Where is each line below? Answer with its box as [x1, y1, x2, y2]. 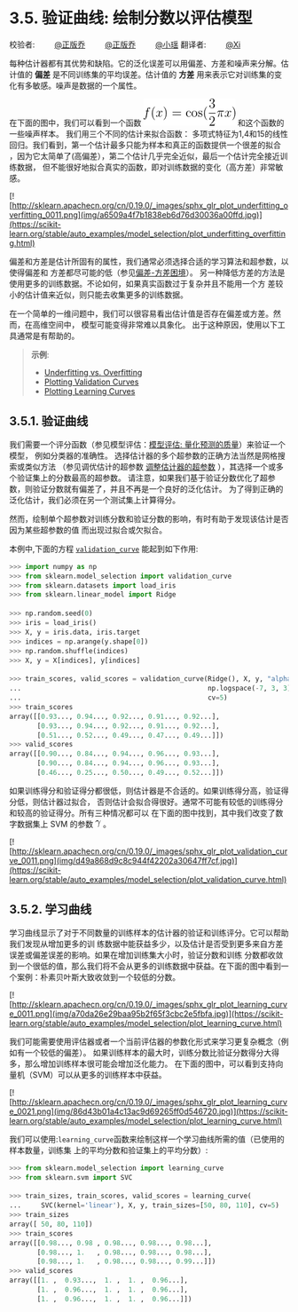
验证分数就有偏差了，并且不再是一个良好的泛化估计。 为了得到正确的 [32, 483, 284, 494]
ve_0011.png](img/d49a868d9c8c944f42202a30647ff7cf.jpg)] [9, 855, 238, 865]
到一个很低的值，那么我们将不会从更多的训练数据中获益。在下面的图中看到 [9, 960, 281, 971]
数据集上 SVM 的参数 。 [16, 818, 112, 829]
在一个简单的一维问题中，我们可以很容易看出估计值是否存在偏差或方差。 [9, 308, 273, 319]
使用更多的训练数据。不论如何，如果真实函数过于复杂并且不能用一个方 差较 [9, 278, 284, 288]
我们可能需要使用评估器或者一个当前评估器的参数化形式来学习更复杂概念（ [9, 1036, 281, 1047]
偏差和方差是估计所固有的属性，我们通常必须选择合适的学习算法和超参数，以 [9, 256, 289, 266]
